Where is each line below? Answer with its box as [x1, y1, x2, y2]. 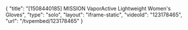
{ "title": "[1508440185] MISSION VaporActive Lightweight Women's [5, 5, 171, 12]
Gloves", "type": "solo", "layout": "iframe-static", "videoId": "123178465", [5, 11, 183, 18]
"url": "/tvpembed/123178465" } [5, 18, 83, 24]
